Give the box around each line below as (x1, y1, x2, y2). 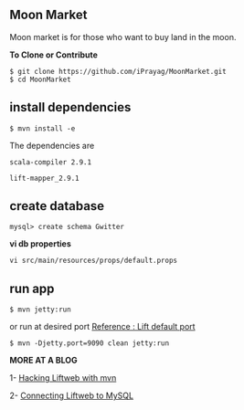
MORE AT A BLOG (9, 355, 78, 366)
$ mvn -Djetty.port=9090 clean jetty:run (9, 339, 170, 348)
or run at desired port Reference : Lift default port (9, 321, 196, 332)
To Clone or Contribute (9, 49, 99, 60)
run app (9, 280, 55, 296)
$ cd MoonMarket (9, 75, 71, 84)
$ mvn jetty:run (9, 305, 71, 314)
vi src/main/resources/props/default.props (9, 256, 178, 266)
